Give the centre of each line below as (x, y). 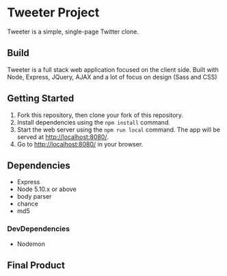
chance (28, 204)
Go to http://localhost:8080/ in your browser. (80, 144)
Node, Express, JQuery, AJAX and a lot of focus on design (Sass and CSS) (112, 77)
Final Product (36, 265)
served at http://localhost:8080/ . (63, 137)
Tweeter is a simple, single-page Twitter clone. (73, 32)
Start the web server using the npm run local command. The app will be (119, 129)
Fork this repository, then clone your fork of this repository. (100, 115)
